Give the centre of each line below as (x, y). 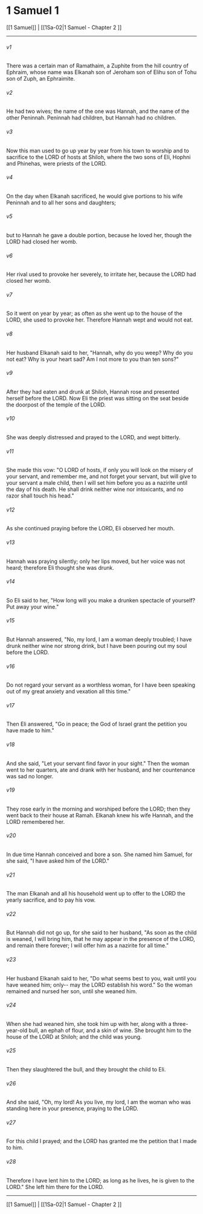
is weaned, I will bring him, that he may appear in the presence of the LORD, (101, 939)
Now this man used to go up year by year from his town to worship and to (98, 150)
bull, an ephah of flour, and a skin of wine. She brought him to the (110, 1030)
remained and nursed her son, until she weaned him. (72, 991)
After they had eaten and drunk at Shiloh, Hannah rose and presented (93, 391)
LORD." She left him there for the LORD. (55, 1187)
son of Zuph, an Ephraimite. (41, 79)
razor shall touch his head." (40, 496)
